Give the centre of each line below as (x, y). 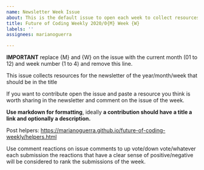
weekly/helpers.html (32, 137)
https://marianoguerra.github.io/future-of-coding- (103, 130)
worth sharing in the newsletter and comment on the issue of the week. (95, 101)
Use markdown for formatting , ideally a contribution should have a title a (99, 112)
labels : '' (20, 29)
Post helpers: (23, 130)
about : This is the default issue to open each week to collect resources (103, 18)
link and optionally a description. (49, 119)
